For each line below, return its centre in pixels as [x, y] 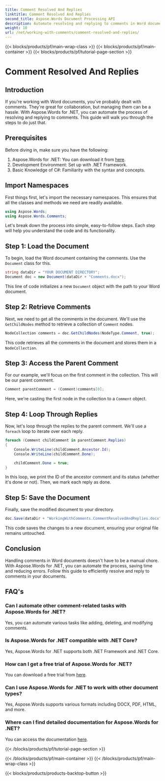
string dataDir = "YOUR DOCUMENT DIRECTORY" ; [52, 272]
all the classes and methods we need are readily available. [64, 202]
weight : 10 [16, 28]
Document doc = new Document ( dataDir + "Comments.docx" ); [66, 277]
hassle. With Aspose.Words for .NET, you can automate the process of [76, 112]
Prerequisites [26, 138]
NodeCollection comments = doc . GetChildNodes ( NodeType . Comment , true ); [80, 333]
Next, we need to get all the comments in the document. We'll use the [75, 319]
